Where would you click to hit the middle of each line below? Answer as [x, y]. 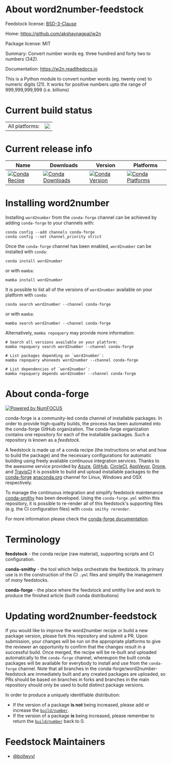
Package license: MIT [28, 43]
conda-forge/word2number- [128, 669]
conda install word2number [34, 261]
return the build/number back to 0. [49, 721]
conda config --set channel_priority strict [53, 237]
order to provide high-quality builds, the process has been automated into [83, 423]
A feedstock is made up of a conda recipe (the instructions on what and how [86, 449]
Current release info [49, 149]
